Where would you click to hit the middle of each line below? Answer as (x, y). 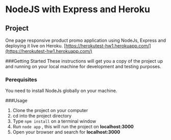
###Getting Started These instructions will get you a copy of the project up (84, 61)
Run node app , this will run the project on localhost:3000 (73, 127)
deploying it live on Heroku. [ (35, 46)
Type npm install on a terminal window (54, 121)
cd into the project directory (42, 116)
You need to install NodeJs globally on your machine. (61, 91)
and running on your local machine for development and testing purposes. (83, 66)
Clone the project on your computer (50, 110)
